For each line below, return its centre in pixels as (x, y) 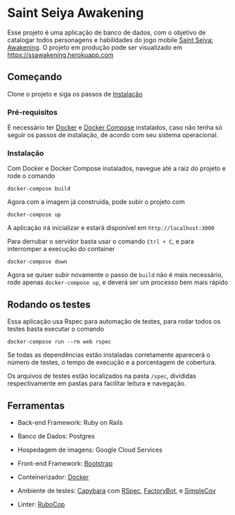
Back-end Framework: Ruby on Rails (70, 422)
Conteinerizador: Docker (53, 477)
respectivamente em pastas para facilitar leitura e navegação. (97, 383)
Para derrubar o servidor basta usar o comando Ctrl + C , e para (101, 241)
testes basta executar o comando (56, 329)
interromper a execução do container (61, 249)
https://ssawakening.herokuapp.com (61, 55)
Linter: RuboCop (41, 504)
